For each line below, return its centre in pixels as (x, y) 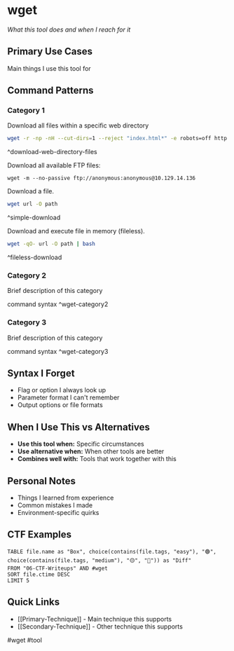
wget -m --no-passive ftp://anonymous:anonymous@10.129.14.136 (102, 178)
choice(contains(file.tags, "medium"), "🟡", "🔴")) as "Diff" (99, 560)
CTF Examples (40, 535)
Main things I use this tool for (49, 68)
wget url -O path (33, 204)
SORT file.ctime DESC (39, 574)
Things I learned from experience (66, 498)
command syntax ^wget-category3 (58, 351)
